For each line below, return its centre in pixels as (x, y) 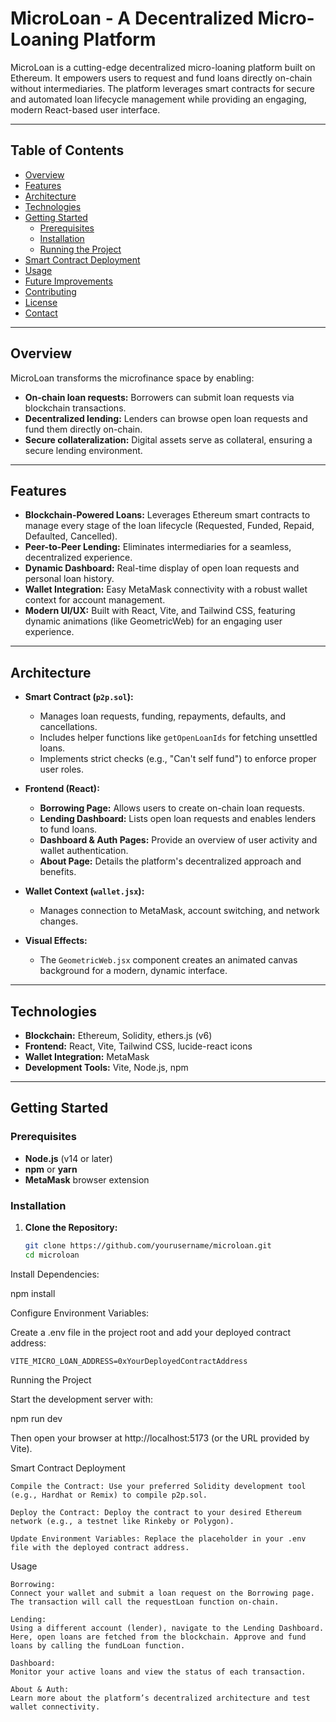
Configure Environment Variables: (80, 1313)
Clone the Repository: (71, 1227)
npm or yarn (51, 1169)
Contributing (50, 291)
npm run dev (36, 1418)
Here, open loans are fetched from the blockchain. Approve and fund (158, 1637)
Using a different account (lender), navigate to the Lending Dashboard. (167, 1628)
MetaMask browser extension (87, 1179)
